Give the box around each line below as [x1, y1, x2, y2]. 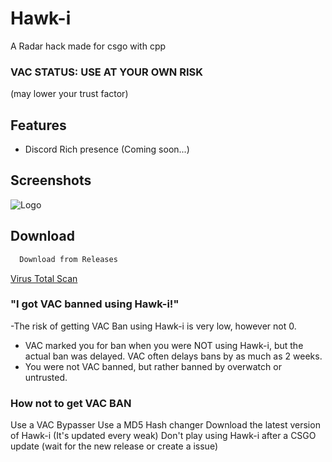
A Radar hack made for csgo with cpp [10, 40, 167, 52]
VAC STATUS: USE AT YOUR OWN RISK [10, 65, 204, 79]
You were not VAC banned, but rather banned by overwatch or [24, 360, 282, 372]
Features [10, 117, 67, 134]
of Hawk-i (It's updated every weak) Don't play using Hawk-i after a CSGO [10, 430, 317, 442]
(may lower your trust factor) [10, 88, 129, 100]
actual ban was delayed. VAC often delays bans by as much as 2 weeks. [24, 350, 323, 362]
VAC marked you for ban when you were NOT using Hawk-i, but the [24, 339, 304, 351]
